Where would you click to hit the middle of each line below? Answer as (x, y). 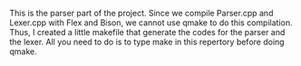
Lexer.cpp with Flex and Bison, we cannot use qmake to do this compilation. (151, 23)
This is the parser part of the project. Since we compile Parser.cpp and (141, 13)
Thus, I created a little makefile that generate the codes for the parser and (147, 32)
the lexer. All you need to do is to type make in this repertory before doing (147, 42)
